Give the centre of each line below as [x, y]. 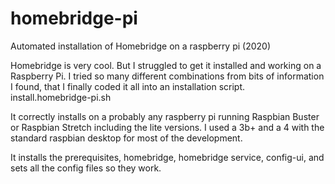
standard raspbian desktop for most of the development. [126, 138]
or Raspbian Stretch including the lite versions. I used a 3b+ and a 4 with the [167, 127]
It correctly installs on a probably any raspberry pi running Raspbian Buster [165, 116]
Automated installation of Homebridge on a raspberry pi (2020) [141, 46]
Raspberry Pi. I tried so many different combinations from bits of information [167, 76]
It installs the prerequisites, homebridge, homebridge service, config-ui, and [167, 157]
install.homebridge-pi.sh [61, 97]
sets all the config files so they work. [86, 168]
